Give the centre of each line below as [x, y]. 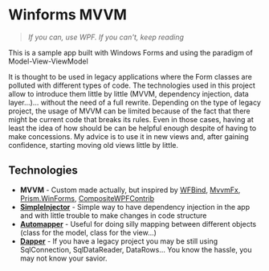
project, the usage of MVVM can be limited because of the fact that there [129, 111]
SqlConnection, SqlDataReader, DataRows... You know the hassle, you [136, 249]
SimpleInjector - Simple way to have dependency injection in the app [135, 207]
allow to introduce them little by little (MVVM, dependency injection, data [128, 93]
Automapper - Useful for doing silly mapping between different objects [138, 224]
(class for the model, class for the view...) [88, 232]
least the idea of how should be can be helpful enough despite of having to [132, 128]
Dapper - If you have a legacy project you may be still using [119, 241]
